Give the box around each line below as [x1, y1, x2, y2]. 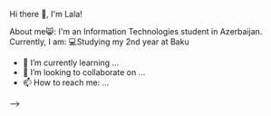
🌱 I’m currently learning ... [22, 57, 120, 68]
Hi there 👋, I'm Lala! [9, 9, 83, 19]
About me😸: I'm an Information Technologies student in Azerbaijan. [9, 26, 263, 36]
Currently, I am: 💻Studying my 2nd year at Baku [9, 36, 189, 47]
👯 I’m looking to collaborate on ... [22, 67, 146, 77]
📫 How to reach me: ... [22, 77, 110, 88]
